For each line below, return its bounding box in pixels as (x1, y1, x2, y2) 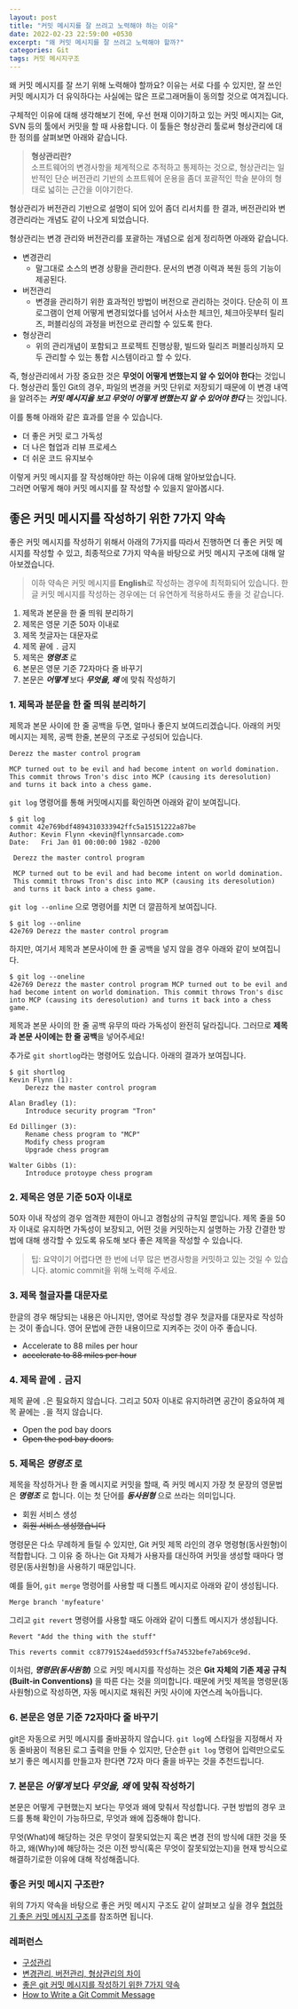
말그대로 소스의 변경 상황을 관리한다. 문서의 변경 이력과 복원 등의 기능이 (35, 263, 282, 274)
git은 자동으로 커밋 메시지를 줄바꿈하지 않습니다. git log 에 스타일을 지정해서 (9, 1733, 273, 1743)
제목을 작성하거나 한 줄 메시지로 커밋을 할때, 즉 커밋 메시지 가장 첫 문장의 (9, 1480, 260, 1490)
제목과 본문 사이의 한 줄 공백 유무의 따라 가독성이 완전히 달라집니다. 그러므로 (9, 1020, 272, 1031)
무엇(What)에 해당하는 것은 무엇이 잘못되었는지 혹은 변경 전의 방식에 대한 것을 (9, 1831, 278, 1842)
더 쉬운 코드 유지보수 (21, 453, 94, 463)
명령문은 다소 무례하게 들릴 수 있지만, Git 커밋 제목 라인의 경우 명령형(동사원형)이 (9, 1539, 288, 1550)
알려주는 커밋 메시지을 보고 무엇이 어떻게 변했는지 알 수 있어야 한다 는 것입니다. (18, 393, 287, 403)
